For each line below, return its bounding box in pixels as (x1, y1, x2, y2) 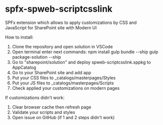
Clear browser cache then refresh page (12, 104, 91, 110)
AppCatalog (12, 64, 36, 70)
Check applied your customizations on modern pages (12, 85, 120, 91)
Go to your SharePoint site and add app (12, 69, 91, 75)
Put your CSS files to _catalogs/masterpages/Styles (12, 75, 116, 81)
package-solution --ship (12, 54, 61, 60)
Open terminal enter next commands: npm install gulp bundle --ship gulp (12, 49, 158, 55)
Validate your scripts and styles (12, 109, 75, 115)
